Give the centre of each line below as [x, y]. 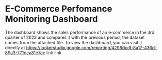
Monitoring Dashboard [51, 19]
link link [54, 53]
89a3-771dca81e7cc [25, 53]
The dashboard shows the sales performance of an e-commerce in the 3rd [80, 32]
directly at [15, 48]
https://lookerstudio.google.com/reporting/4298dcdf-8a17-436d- [91, 48]
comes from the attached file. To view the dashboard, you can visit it [73, 42]
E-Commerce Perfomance [59, 9]
